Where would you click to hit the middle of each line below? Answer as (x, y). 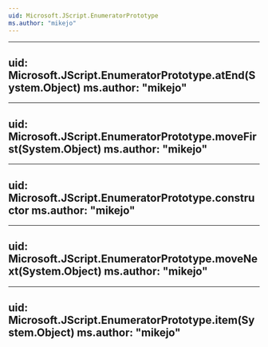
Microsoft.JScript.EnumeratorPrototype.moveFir (132, 136)
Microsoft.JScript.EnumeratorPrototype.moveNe (133, 259)
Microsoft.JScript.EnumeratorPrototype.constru (132, 197)
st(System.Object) (55, 149)
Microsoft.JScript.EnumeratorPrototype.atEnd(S (132, 75)
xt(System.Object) (55, 272)
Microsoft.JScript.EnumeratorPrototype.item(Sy (132, 320)
